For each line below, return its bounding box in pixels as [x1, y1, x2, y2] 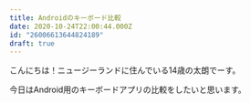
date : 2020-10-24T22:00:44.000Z [9, 22, 132, 31]
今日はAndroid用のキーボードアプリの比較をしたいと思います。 [9, 84, 246, 96]
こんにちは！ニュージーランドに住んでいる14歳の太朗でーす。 [9, 65, 241, 76]
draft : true [9, 38, 55, 48]
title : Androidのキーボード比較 [9, 13, 121, 23]
